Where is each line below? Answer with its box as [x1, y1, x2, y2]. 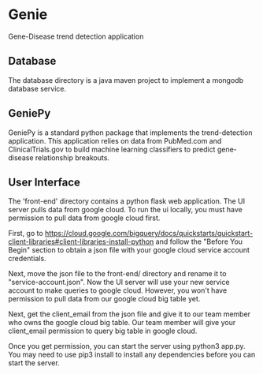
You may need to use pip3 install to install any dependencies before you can [8, 350, 256, 360]
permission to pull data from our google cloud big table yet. [8, 294, 201, 304]
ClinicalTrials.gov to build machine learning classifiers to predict [8, 144, 216, 154]
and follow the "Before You [155, 237, 243, 246]
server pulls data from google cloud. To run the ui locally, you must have [8, 205, 243, 215]
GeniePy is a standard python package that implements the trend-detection [8, 128, 253, 137]
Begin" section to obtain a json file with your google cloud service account [8, 245, 250, 255]
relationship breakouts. [35, 152, 110, 163]
